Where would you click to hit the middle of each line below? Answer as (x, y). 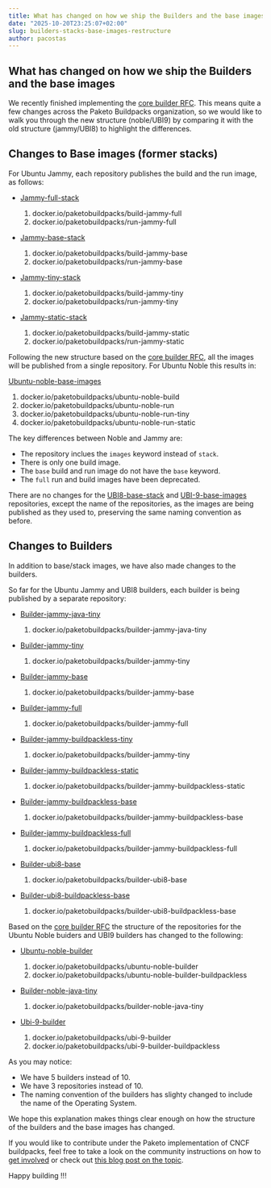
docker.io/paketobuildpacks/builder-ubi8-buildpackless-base (134, 911)
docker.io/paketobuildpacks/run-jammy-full (104, 222)
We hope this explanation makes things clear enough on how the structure (132, 1119)
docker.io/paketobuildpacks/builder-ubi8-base (110, 879)
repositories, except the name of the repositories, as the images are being (131, 503)
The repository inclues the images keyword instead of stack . (119, 453)
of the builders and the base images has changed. (92, 1127)
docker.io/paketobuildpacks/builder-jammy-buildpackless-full (135, 848)
